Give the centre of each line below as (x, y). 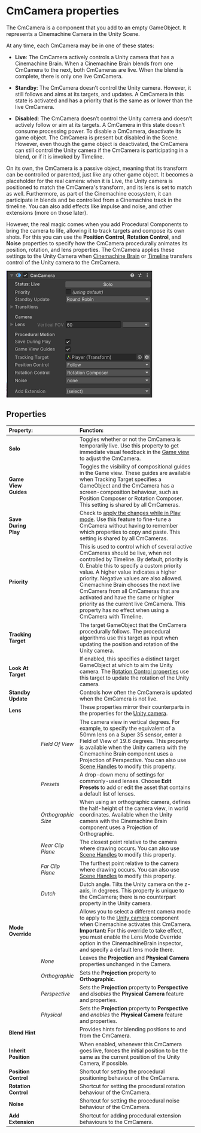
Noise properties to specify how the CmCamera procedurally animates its (97, 243)
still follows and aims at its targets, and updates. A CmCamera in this (99, 94)
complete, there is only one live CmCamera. (69, 76)
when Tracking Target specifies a (121, 479)
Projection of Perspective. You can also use (133, 760)
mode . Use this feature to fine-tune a (126, 519)
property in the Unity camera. (116, 903)
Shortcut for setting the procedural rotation (133, 1086)
